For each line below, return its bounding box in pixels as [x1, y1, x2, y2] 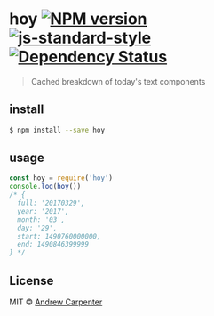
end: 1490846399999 [17, 240, 90, 249]
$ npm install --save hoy [9, 126, 105, 134]
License [9, 272, 54, 288]
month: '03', [17, 215, 66, 224]
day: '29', [17, 223, 58, 232]
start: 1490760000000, [17, 231, 101, 240]
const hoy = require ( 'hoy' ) [9, 174, 114, 182]
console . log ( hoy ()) [9, 182, 82, 191]
